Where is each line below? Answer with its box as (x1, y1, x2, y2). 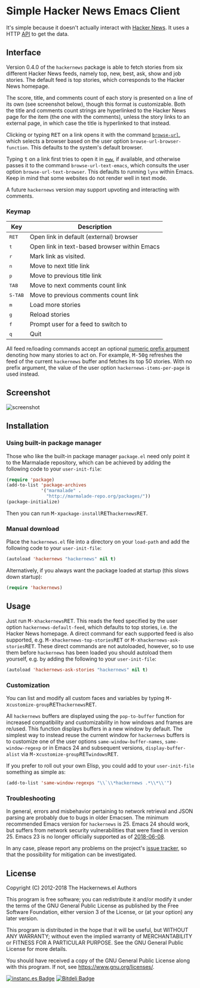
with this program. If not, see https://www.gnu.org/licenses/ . (6, 963, 155, 970)
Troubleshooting (6, 794, 56, 802)
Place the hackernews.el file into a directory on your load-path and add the (6, 538, 190, 545)
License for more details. (6, 945, 67, 952)
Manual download (6, 524, 60, 533)
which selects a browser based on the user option (6, 137, 130, 145)
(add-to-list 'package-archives (6, 482, 87, 488)
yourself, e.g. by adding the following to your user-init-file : (6, 655, 157, 662)
